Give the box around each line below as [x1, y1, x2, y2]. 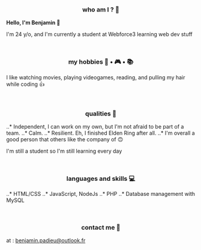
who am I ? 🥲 [82, 5, 120, 14]
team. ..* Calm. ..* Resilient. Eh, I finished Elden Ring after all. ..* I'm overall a [6, 129, 195, 136]
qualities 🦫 [85, 109, 117, 118]
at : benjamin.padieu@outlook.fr [6, 237, 86, 244]
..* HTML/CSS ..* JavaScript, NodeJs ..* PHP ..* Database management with [6, 191, 196, 198]
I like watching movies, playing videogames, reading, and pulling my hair [6, 73, 185, 81]
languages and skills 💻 [66, 174, 136, 183]
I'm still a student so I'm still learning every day [6, 147, 122, 154]
